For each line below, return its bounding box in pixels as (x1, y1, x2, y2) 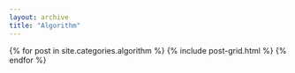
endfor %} (9, 55, 47, 65)
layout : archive (9, 12, 69, 22)
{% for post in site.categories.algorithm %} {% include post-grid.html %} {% (9, 45, 287, 55)
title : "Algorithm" (9, 21, 81, 30)
